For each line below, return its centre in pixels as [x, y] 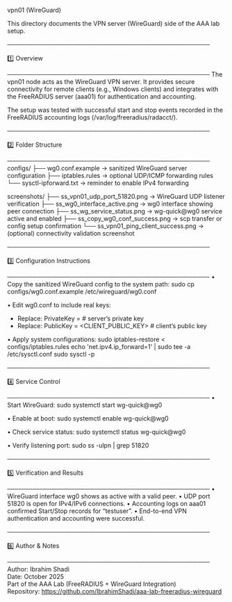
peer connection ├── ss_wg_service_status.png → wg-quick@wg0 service [115, 211]
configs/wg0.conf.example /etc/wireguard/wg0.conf [82, 292]
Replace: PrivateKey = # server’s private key [81, 318]
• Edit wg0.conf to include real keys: [59, 305]
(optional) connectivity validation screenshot [71, 233]
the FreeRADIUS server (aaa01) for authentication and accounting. [102, 96]
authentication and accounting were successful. [76, 518]
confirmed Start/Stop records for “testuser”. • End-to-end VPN [97, 511]
